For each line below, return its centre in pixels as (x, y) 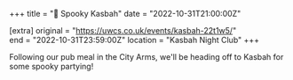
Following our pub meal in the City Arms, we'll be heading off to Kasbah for (146, 57)
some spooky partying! (51, 66)
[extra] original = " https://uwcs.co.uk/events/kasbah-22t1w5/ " (123, 30)
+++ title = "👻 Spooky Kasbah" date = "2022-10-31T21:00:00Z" (125, 14)
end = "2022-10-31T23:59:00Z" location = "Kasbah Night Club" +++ (135, 40)
